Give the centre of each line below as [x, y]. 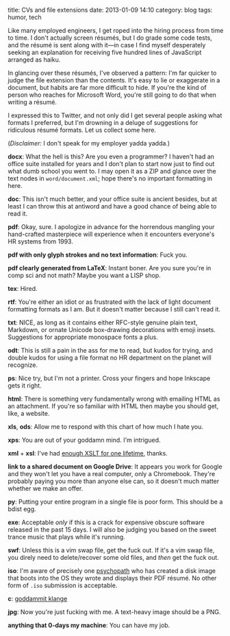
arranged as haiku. [34, 60]
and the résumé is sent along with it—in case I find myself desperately [107, 45]
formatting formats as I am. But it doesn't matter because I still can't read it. [114, 309]
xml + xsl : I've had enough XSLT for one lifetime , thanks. [88, 453]
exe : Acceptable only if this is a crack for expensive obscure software [106, 522]
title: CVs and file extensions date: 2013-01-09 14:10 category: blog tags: [110, 10]
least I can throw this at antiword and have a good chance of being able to [112, 206]
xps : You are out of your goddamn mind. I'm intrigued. [84, 440]
